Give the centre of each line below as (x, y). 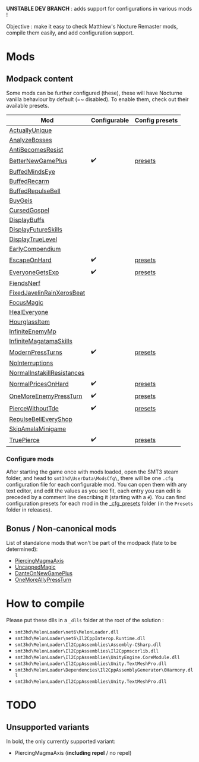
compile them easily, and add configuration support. (70, 33)
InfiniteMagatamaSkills (41, 341)
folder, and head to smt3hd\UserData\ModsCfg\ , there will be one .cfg (90, 478)
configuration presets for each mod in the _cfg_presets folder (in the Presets (100, 504)
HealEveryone (29, 312)
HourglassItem (30, 322)
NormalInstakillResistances (47, 373)
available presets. (28, 106)
